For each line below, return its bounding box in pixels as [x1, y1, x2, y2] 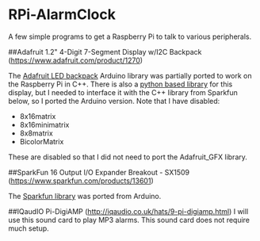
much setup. [8, 224, 49, 233]
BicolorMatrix [19, 136, 64, 146]
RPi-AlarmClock [8, 6, 117, 24]
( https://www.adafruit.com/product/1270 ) [8, 55, 143, 65]
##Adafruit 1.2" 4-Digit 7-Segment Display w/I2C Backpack [8, 47, 202, 56]
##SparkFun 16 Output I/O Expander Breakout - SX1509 [8, 167, 190, 177]
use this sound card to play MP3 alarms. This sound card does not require [8, 215, 250, 224]
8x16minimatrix [19, 120, 70, 129]
